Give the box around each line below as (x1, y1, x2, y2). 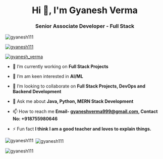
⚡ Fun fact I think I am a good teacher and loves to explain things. (12, 126, 151, 132)
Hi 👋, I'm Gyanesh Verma (32, 5, 138, 16)
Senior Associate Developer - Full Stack (35, 23, 135, 30)
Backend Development (12, 89, 62, 95)
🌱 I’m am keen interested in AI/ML (12, 73, 83, 79)
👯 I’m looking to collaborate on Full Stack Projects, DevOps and (12, 83, 145, 89)
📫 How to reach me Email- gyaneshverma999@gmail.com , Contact (12, 108, 158, 114)
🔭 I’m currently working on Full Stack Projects (12, 63, 108, 70)
